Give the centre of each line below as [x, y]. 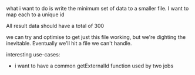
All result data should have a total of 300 [55, 26]
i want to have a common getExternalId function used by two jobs [94, 66]
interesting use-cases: [33, 54]
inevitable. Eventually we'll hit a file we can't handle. [69, 43]
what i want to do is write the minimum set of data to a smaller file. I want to [97, 8]
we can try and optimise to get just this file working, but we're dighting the [96, 37]
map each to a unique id [35, 15]
